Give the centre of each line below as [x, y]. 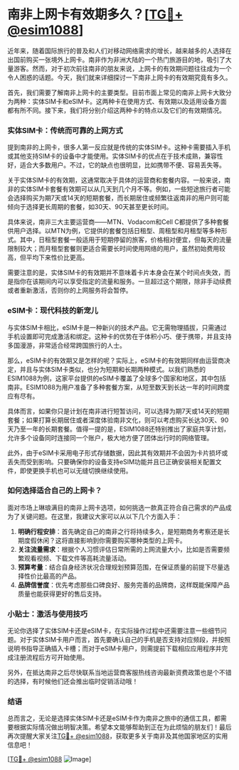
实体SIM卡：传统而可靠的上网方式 [65, 130]
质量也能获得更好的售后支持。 [61, 594]
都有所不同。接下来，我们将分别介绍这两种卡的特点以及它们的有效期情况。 [116, 110]
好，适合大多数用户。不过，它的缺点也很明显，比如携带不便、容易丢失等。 [116, 165]
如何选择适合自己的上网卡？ [55, 491]
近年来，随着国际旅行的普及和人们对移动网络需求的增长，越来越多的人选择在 [119, 50]
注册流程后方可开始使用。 [51, 658]
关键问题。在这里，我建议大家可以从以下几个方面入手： [101, 516]
